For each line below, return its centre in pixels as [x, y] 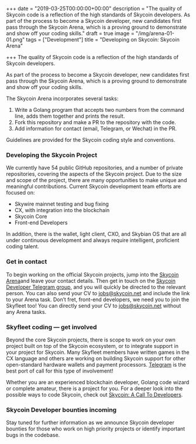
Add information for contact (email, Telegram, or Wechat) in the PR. [96, 129]
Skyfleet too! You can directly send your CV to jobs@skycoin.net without [94, 305]
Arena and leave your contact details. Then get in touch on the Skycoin [91, 281]
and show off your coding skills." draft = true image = [70, 33]
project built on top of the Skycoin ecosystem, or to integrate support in [92, 346]
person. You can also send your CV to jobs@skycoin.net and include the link [98, 293]
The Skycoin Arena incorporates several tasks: [62, 98]
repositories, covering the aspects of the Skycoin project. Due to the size [94, 174]
